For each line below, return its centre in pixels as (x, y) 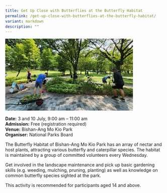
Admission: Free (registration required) (46, 124)
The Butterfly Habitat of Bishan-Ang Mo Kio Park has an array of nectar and (83, 144)
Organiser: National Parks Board (39, 135)
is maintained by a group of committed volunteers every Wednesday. (76, 155)
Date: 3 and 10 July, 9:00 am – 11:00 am (47, 119)
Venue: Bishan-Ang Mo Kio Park (39, 129)
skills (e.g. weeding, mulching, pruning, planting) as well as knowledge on (82, 170)
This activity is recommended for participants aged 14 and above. (73, 185)
